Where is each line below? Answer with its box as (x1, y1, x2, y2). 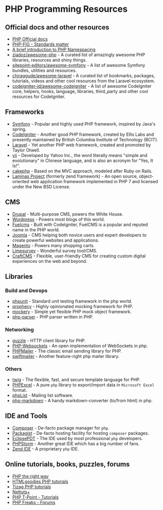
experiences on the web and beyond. (12, 258, 88, 264)
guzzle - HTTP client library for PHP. (12, 337, 86, 343)
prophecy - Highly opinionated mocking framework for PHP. (12, 304, 134, 310)
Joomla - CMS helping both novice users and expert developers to (12, 232, 147, 238)
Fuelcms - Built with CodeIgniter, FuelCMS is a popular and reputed (12, 222, 148, 227)
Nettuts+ (12, 489, 30, 495)
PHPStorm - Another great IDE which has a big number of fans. (12, 441, 140, 446)
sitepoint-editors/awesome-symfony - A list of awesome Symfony (12, 63, 145, 68)
